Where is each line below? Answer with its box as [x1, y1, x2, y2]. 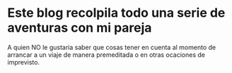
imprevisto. [7, 58, 40, 66]
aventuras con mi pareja [7, 20, 152, 36]
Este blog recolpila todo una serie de [7, 5, 226, 21]
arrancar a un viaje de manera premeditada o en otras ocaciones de [7, 51, 206, 59]
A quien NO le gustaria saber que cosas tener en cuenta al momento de [7, 43, 216, 51]
